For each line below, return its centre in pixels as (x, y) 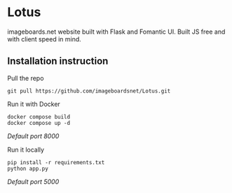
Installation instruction (58, 61)
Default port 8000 (33, 136)
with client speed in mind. (45, 39)
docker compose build (39, 117)
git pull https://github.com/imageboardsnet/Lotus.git (89, 91)
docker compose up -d (39, 123)
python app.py (28, 168)
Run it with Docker (34, 104)
